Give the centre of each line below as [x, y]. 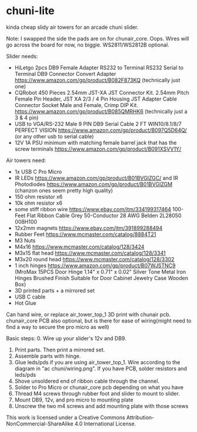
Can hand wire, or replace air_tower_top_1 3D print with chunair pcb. [89, 314]
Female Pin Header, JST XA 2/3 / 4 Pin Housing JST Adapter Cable [96, 99]
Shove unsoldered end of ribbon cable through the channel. [87, 381]
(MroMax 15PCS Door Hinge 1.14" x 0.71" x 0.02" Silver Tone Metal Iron [100, 271]
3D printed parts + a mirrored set [55, 290]
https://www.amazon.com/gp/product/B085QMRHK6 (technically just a [101, 111]
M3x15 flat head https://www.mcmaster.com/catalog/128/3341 [90, 253]
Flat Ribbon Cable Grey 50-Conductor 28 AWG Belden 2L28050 [104, 215]
